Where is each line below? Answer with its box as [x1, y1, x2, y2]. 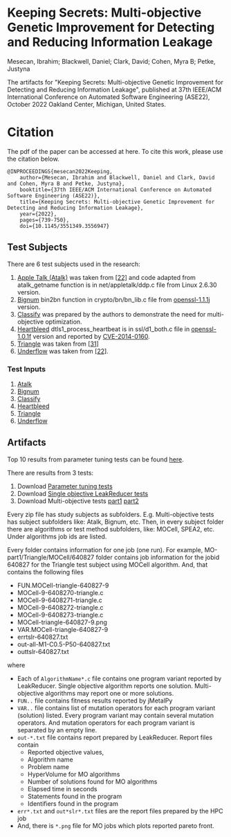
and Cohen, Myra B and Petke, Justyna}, [7, 180, 126, 187]
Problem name [27, 762, 69, 770]
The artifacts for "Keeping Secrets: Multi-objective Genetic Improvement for [7, 78, 223, 86]
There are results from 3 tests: [7, 468, 94, 477]
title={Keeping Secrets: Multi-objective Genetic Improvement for [19, 198, 215, 205]
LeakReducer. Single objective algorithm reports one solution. [17, 681, 194, 690]
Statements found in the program [27, 792, 122, 800]
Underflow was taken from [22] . [17, 346, 109, 355]
